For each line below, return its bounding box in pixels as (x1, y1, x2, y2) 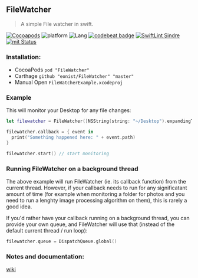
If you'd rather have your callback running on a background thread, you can (6, 215, 190, 222)
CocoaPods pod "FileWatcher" (14, 66, 90, 73)
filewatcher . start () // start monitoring (6, 151, 110, 156)
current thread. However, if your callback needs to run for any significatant (6, 184, 187, 191)
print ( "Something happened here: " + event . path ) (11, 135, 136, 140)
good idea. (6, 203, 32, 210)
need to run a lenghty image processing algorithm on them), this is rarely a (6, 197, 187, 204)
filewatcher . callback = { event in (6, 129, 94, 135)
